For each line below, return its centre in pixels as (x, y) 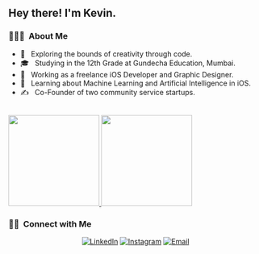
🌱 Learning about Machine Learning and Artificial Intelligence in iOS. (136, 83)
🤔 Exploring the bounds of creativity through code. (106, 54)
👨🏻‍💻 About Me (38, 36)
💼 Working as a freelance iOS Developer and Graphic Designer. (127, 74)
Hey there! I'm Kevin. (63, 13)
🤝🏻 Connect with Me (50, 223)
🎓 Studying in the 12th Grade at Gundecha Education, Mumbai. (128, 63)
